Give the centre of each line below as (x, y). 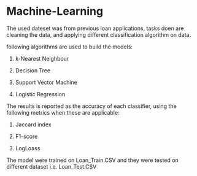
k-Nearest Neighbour (42, 58)
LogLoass (28, 148)
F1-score (26, 136)
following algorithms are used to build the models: (70, 47)
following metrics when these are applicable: (63, 112)
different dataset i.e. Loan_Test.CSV (52, 166)
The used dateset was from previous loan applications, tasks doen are (95, 28)
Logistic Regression (40, 94)
